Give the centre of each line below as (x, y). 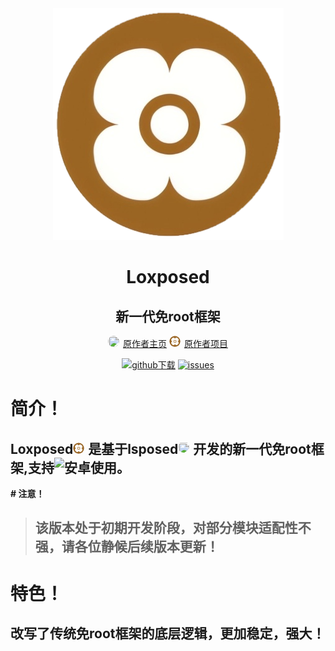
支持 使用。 (79, 467)
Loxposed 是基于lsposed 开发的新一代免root (161, 448)
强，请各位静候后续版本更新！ (127, 547)
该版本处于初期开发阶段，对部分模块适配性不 (173, 528)
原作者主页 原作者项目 (175, 343)
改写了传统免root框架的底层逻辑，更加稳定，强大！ (168, 633)
